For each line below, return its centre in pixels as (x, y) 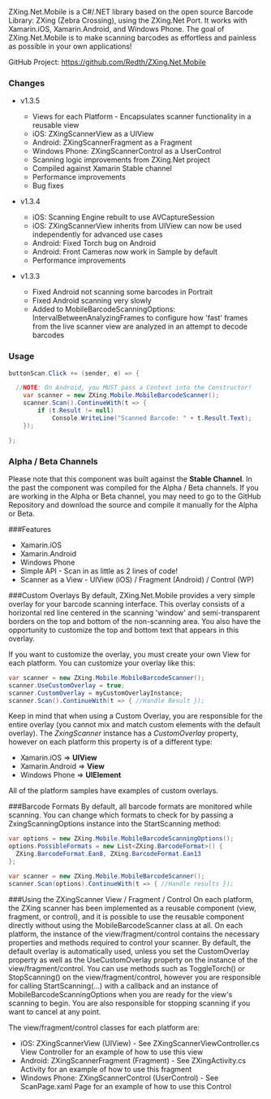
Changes (27, 83)
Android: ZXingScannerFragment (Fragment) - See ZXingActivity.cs (133, 1060)
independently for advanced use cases (98, 234)
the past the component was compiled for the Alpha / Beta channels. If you (134, 487)
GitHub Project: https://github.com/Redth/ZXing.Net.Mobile (108, 62)
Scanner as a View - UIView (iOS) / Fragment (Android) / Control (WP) (137, 579)
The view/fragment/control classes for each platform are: (104, 1027)
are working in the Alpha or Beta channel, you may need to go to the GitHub (135, 496)
